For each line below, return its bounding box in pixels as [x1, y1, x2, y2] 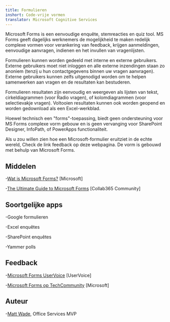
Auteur [5, 297, 28, 306]
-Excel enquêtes [5, 224, 40, 230]
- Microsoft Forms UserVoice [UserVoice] [5, 272, 92, 278]
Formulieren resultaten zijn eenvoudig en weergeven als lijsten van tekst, [5, 89, 159, 95]
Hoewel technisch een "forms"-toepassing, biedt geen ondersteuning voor [5, 115, 163, 122]
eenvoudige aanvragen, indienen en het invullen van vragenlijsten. [5, 47, 145, 54]
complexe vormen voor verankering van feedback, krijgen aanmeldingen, [5, 42, 160, 48]
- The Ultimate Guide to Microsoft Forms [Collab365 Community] [5, 186, 141, 192]
